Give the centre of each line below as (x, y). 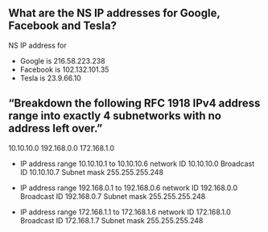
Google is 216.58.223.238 (63, 60)
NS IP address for (37, 45)
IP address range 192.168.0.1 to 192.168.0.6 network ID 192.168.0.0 (129, 188)
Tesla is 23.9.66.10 (51, 78)
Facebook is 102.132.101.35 (64, 69)
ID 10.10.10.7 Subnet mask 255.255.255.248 (91, 172)
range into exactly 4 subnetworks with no (115, 116)
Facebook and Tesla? (62, 26)
